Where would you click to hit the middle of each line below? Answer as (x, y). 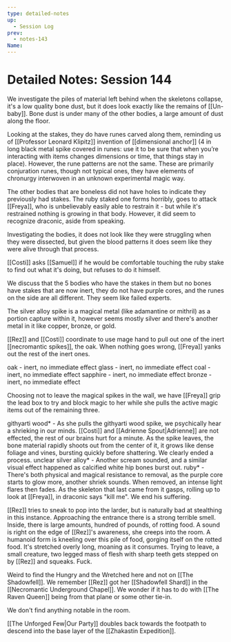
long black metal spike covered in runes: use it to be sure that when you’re (113, 148)
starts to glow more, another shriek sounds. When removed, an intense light (115, 482)
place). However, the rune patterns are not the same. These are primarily (110, 164)
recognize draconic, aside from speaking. (66, 221)
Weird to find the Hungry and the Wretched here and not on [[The (100, 574)
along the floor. (29, 121)
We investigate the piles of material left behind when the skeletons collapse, (115, 99)
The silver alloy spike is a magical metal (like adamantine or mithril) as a (109, 311)
